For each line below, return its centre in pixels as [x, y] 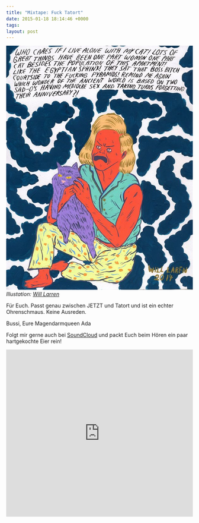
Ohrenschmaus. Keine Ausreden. [46, 311]
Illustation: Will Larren [33, 294]
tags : [13, 25]
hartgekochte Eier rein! [34, 341]
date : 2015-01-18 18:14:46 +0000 [47, 19]
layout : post [22, 31]
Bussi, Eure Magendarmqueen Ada [49, 323]
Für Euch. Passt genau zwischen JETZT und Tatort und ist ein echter [90, 305]
